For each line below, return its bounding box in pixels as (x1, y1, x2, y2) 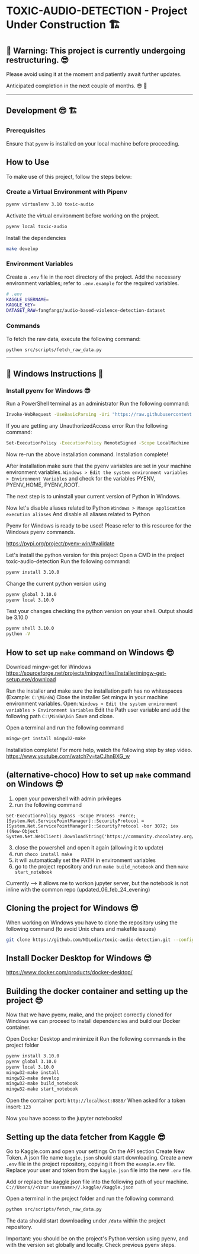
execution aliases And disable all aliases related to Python (6, 510, 150, 517)
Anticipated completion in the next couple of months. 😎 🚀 (6, 82, 147, 89)
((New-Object (6, 828, 38, 834)
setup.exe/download (6, 676, 56, 683)
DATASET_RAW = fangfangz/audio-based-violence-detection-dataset (6, 308, 166, 314)
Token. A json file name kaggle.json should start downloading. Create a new (6, 1154, 192, 1161)
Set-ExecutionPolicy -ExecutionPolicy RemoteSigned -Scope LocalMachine (6, 440, 190, 446)
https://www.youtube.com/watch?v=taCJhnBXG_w (6, 753, 130, 760)
